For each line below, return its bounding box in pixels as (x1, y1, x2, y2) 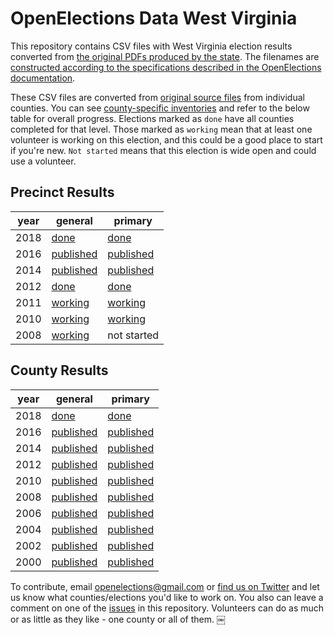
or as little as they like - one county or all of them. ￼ (10, 613, 226, 625)
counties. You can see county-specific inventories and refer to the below (10, 102, 310, 114)
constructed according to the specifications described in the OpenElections (10, 61, 322, 73)
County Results (10, 362, 109, 379)
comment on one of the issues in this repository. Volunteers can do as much (10, 602, 325, 614)
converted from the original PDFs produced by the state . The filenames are (10, 50, 320, 62)
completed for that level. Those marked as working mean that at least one (10, 123, 313, 135)
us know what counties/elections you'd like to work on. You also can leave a (10, 591, 324, 603)
